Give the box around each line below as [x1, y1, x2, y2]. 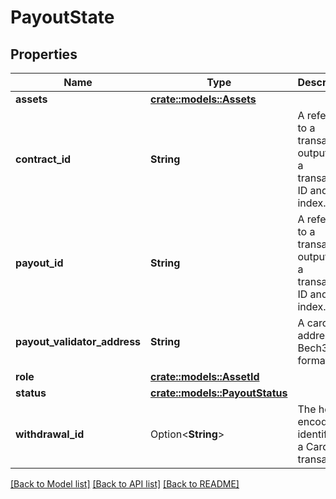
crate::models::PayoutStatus [150, 386, 288, 400]
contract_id [15, 152, 72, 166]
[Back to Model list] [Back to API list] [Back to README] [10, 478, 240, 490]
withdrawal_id [15, 427, 85, 441]
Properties [10, 46, 78, 63]
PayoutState [10, 6, 115, 29]
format [297, 354, 329, 367]
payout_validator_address [15, 335, 142, 348]
